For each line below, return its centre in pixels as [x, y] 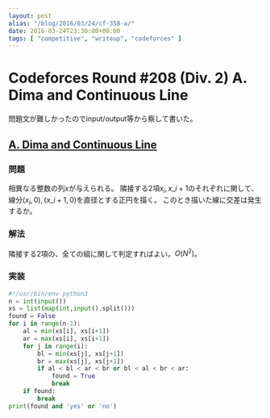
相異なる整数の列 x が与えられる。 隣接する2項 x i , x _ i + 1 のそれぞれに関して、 [133, 189]
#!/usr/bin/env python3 [48, 294]
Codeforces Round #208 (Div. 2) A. [128, 78]
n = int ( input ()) [37, 301]
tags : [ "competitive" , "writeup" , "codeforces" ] [95, 38]
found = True [73, 376]
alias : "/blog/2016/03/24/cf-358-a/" [72, 23]
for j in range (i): [56, 346]
